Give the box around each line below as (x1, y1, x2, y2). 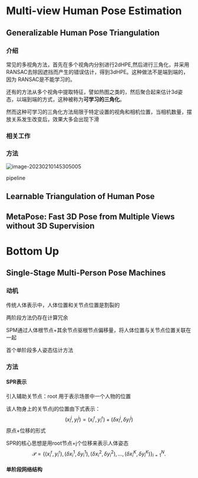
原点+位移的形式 (6, 427, 46, 434)
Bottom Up (6, 245, 60, 258)
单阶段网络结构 (6, 466, 42, 473)
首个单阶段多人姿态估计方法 (6, 346, 74, 353)
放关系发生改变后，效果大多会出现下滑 (6, 115, 99, 122)
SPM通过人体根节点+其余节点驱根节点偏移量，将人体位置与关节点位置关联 (6, 326, 186, 333)
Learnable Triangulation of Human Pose (6, 191, 155, 201)
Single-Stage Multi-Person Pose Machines (6, 268, 166, 278)
